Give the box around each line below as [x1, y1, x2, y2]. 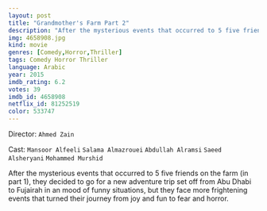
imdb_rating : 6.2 [8, 78, 66, 86]
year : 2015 [8, 71, 44, 79]
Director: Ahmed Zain [8, 129, 75, 139]
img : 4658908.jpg [8, 33, 66, 42]
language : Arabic [8, 63, 66, 71]
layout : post [8, 11, 52, 20]
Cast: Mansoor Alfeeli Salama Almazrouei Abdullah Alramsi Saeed [8, 144, 222, 154]
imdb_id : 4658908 [8, 93, 66, 101]
